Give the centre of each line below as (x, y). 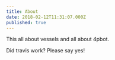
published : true (26, 22)
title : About (22, 11)
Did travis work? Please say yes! (45, 51)
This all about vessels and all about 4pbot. (58, 39)
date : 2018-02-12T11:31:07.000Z (46, 17)
